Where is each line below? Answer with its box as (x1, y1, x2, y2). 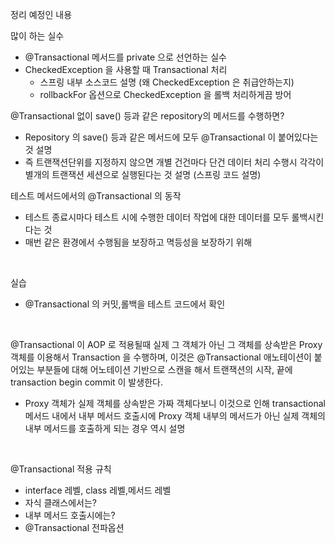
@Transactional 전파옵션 (24, 522, 125, 533)
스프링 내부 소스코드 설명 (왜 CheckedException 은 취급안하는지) (39, 76, 295, 88)
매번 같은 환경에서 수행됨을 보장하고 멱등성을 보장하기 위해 (24, 236, 253, 248)
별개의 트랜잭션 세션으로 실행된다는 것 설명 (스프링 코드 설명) (24, 169, 262, 180)
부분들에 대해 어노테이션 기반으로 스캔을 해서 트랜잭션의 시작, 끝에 (36, 364, 293, 375)
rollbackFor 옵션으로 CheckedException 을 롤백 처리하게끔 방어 (39, 89, 292, 100)
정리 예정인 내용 (10, 9, 73, 20)
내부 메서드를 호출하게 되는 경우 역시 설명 (24, 423, 186, 434)
